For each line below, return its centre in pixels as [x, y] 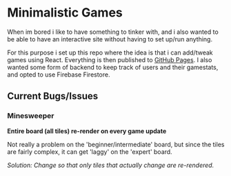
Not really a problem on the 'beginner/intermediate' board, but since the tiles [116, 144]
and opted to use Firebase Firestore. [59, 75]
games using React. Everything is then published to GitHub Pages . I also [110, 59]
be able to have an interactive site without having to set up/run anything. [110, 39]
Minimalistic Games [65, 13]
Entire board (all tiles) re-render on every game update [87, 131]
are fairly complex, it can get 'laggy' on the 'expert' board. [90, 151]
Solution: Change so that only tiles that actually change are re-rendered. [111, 165]
